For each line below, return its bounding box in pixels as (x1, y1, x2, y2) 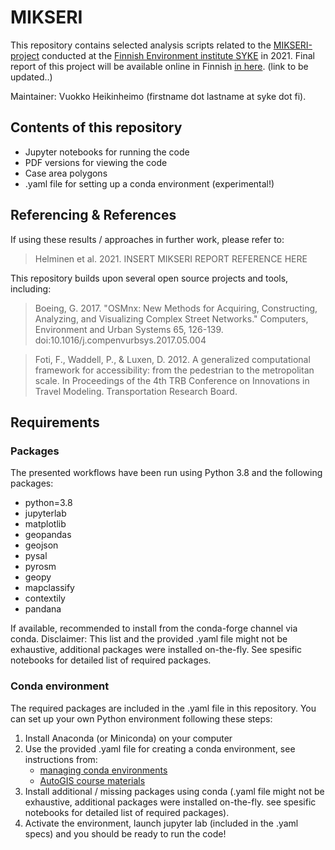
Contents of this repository (10, 119, 183, 136)
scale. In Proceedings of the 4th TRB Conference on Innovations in (34, 374, 310, 386)
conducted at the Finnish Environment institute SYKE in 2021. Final (41, 49, 315, 61)
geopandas (24, 529, 72, 541)
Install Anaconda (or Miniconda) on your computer (24, 732, 233, 744)
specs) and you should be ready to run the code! (24, 827, 227, 840)
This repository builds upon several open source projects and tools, (10, 272, 289, 284)
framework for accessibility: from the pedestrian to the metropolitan (34, 364, 315, 376)
